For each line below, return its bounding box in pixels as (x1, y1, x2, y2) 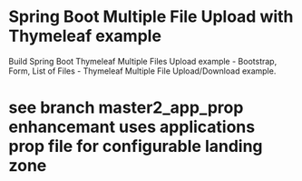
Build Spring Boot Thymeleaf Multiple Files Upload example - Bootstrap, (8, 55, 278, 66)
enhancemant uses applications (8, 116, 256, 137)
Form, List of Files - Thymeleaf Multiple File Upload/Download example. (8, 65, 277, 76)
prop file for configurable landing (8, 136, 264, 156)
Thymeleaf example (8, 25, 162, 46)
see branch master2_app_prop (8, 97, 244, 118)
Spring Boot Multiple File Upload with (8, 6, 294, 27)
